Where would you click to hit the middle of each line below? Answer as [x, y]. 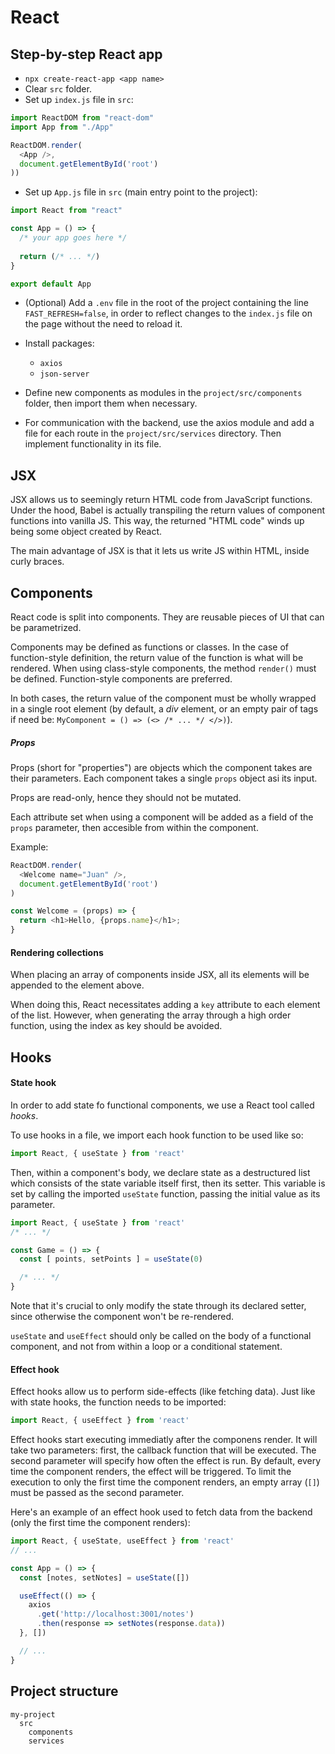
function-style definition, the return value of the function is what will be [157, 657]
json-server [64, 374]
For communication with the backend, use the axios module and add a [169, 423]
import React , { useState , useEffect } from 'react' [122, 1541]
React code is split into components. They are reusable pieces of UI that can [167, 617]
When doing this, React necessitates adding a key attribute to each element [165, 1005]
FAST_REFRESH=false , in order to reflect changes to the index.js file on [168, 313]
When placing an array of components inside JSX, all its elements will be [160, 975]
